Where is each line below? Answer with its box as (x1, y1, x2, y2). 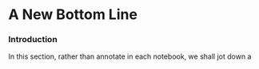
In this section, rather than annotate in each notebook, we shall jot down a (8, 52, 252, 61)
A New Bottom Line (8, 6, 138, 24)
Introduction (8, 34, 58, 45)
